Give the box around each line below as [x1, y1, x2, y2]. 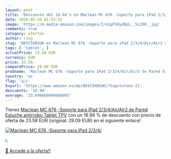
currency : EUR [5, 55, 36, 60]
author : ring [5, 36, 33, 41]
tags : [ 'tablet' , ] [5, 45, 49, 50]
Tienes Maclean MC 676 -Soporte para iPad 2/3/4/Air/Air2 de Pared [5, 107, 148, 113]
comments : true [5, 26, 38, 32]
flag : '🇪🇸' [5, 78, 31, 84]
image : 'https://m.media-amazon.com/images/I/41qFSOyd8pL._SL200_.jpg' [5, 21, 160, 27]
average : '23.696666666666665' [5, 93, 72, 98]
